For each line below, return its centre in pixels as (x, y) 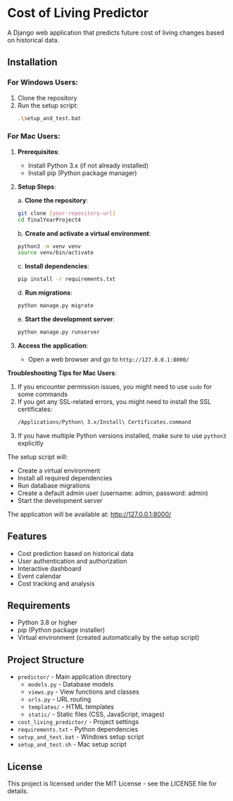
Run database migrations (53, 485)
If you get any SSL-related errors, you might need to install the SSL (114, 401)
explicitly (30, 443)
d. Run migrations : (45, 293)
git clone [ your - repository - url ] (67, 213)
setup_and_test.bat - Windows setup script (81, 737)
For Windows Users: (43, 83)
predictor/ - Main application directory (74, 677)
